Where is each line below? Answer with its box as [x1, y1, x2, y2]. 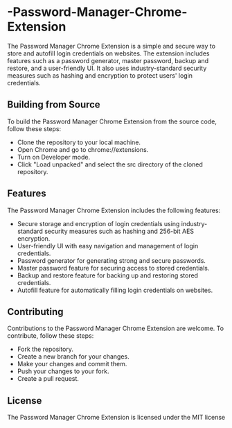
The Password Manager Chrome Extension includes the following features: [7, 206, 221, 214]
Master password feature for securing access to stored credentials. [17, 264, 210, 272]
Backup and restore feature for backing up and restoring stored [17, 271, 199, 280]
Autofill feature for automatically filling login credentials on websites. [17, 286, 213, 294]
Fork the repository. [17, 345, 74, 354]
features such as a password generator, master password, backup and [7, 56, 209, 65]
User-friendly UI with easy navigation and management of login [17, 241, 199, 250]
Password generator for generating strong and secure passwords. [17, 256, 206, 264]
